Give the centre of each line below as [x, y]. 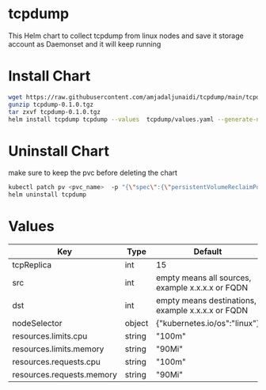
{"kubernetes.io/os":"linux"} [207, 323]
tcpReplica [32, 265]
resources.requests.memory [65, 375]
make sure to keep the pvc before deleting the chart [93, 173]
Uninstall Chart [59, 151]
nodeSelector [37, 323]
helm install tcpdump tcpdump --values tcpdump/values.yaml [111, 119]
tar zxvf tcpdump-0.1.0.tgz [55, 112]
